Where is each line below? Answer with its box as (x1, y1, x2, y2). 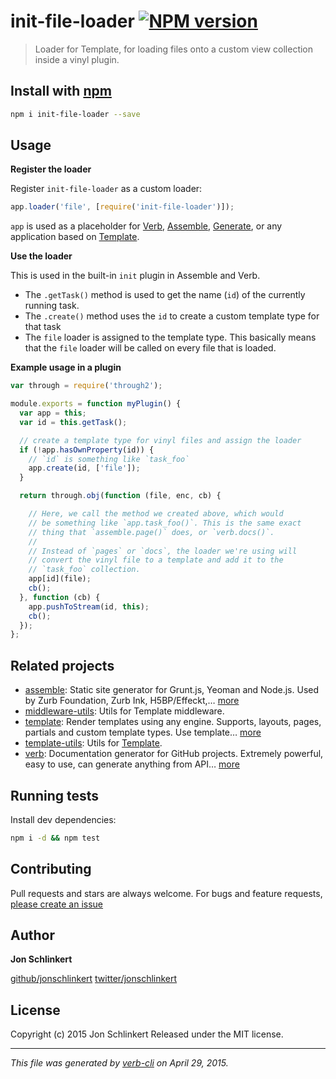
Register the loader (10, 163, 92, 175)
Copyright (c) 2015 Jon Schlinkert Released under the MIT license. (10, 1028, 284, 1040)
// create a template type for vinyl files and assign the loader (19, 435, 302, 445)
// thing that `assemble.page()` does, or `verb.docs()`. (28, 527, 275, 537)
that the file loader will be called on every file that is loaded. (24, 342, 277, 354)
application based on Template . (10, 231, 140, 243)
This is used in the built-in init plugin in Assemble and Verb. (10, 270, 261, 282)
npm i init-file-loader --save (10, 109, 141, 119)
